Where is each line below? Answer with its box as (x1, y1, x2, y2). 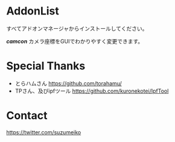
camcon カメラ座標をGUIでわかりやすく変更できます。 (6, 37, 144, 45)
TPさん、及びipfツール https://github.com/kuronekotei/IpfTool (14, 87, 169, 94)
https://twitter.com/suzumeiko (6, 128, 81, 136)
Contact (6, 109, 48, 123)
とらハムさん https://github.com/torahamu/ (14, 79, 122, 87)
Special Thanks (6, 59, 86, 73)
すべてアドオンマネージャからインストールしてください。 (6, 25, 148, 32)
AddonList (6, 4, 59, 18)
